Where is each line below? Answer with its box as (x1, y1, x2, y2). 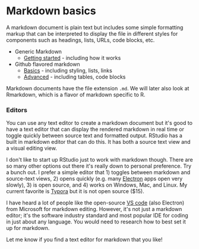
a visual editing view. (6, 144, 58, 152)
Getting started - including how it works (23, 54, 121, 61)
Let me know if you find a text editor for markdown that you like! (6, 236, 163, 243)
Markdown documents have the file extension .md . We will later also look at (6, 84, 189, 92)
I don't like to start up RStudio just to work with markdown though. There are (6, 156, 193, 163)
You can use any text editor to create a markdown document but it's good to (6, 119, 193, 127)
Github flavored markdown (14, 61, 80, 68)
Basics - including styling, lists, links (23, 67, 113, 74)
